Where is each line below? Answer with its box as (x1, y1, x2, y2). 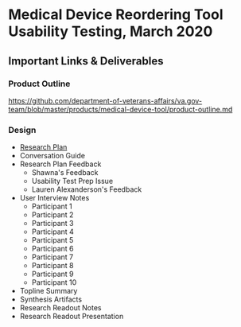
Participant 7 (31, 252, 74, 262)
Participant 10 (31, 278, 77, 287)
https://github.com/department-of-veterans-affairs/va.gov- (8, 95, 203, 105)
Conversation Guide (19, 151, 86, 161)
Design (8, 124, 37, 135)
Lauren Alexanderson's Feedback (31, 185, 142, 194)
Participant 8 (31, 261, 74, 271)
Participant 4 (31, 227, 74, 236)
